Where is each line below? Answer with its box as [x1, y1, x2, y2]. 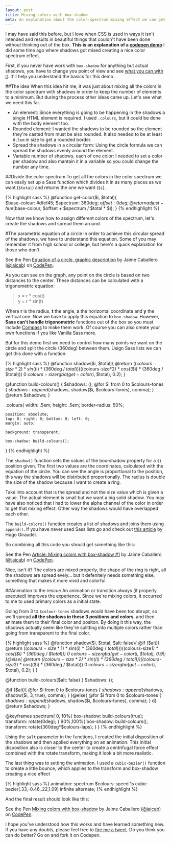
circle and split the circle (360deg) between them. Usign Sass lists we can [5, 345, 161, 352]
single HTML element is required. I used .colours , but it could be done [12, 115, 161, 121]
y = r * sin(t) [17, 298, 43, 305]
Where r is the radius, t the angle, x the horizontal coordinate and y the [5, 308, 155, 314]
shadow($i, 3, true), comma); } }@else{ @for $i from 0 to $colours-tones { [5, 692, 162, 698]
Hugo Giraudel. [5, 532, 37, 538]
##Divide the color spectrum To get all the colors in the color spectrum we [5, 174, 162, 180]
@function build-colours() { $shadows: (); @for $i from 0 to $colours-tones [5, 381, 164, 387]
